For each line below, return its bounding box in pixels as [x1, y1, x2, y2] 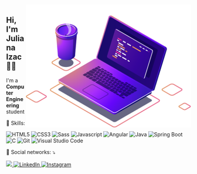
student [6, 108, 25, 115]
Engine [6, 95, 23, 102]
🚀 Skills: [6, 119, 25, 126]
